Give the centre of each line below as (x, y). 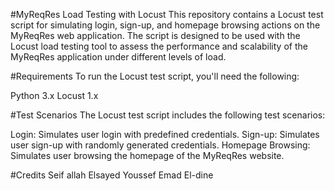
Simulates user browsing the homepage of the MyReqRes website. (147, 155)
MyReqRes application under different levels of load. (118, 57)
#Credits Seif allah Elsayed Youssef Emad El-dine (112, 175)
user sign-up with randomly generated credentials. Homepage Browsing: (160, 145)
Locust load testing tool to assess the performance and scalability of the (159, 46)
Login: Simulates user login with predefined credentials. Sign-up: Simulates (165, 134)
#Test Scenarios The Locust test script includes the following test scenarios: (168, 115)
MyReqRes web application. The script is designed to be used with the (155, 35)
